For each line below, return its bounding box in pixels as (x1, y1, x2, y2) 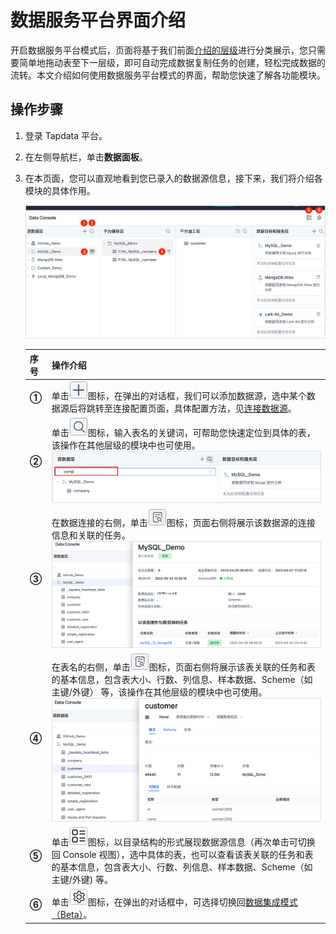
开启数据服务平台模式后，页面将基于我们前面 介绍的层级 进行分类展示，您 (10, 44, 308, 56)
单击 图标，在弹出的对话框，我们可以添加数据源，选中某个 (51, 390, 307, 402)
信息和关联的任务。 (51, 529, 131, 541)
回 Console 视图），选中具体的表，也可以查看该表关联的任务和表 (51, 848, 314, 860)
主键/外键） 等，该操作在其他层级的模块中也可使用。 (51, 686, 268, 698)
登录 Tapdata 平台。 (24, 129, 108, 141)
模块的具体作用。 (24, 184, 96, 196)
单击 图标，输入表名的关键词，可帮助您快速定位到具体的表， (51, 427, 316, 439)
